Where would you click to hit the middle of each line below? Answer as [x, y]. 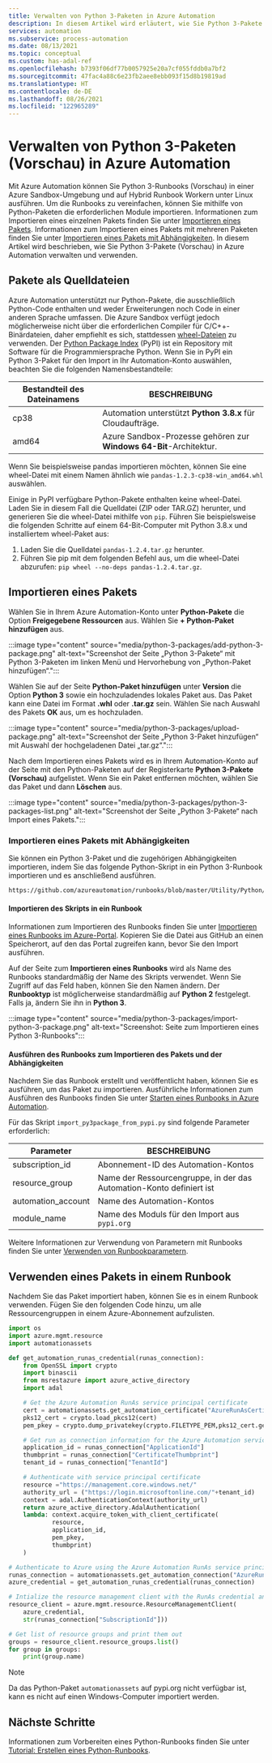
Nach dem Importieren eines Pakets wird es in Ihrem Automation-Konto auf [134, 761]
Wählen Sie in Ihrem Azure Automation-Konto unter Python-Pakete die [126, 611]
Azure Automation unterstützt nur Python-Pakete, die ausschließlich [122, 300]
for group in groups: [45, 1649]
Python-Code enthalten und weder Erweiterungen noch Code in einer [124, 308]
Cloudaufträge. [131, 423]
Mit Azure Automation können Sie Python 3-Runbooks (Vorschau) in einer [131, 187]
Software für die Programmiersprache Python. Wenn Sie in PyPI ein [121, 352]
